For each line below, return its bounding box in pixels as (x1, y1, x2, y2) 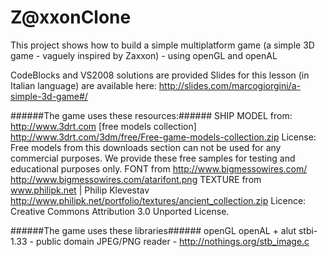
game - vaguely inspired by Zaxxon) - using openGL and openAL (10, 49, 278, 61)
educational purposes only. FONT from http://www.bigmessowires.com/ (10, 162, 308, 175)
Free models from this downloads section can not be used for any (10, 141, 282, 153)
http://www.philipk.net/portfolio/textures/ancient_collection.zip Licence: (10, 194, 307, 206)
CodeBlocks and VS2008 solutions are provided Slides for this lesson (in (10, 69, 310, 81)
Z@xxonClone (10, 6, 132, 29)
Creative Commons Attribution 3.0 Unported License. (10, 205, 230, 217)
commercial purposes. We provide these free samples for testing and (10, 152, 296, 164)
